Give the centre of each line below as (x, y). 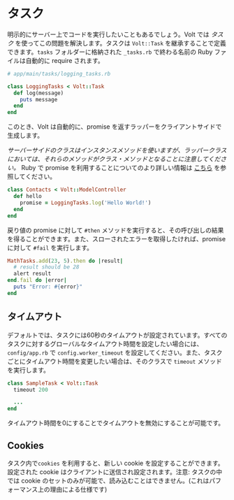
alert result (32, 274)
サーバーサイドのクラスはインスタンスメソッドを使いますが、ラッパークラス (117, 150)
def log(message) (39, 93)
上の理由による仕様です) (72, 489)
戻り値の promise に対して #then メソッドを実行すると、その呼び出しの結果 (116, 230)
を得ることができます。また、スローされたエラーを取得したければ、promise (116, 238)
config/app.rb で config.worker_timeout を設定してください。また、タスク (115, 352)
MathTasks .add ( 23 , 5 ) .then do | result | (65, 261)
